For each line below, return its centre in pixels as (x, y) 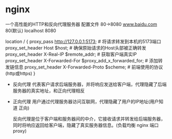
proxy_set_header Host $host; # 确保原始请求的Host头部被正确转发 (76, 48)
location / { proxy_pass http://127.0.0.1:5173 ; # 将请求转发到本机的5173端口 (83, 41)
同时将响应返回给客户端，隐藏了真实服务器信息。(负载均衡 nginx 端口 (85, 125)
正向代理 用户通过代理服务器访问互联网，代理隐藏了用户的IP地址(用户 (86, 101)
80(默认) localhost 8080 (31, 30)
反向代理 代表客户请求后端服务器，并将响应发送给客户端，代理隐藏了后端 (90, 84)
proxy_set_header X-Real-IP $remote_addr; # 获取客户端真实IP (71, 54)
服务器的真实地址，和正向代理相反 (49, 90)
